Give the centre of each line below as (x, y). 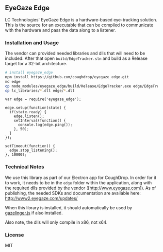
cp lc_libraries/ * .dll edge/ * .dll (40, 90)
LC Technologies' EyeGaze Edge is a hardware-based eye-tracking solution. (81, 19)
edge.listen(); (29, 116)
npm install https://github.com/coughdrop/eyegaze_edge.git (67, 77)
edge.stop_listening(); (33, 150)
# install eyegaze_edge (29, 72)
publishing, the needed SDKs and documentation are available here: (73, 193)
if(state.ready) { (28, 112)
